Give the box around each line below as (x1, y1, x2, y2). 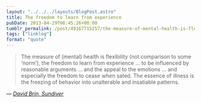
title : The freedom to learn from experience (6, 14, 121, 20)
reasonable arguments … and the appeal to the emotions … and (20, 66, 178, 72)
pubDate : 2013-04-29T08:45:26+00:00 (6, 20, 98, 26)
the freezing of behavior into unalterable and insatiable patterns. (20, 78, 179, 86)
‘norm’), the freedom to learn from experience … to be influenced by (20, 59, 190, 66)
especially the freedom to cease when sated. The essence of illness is (20, 72, 194, 79)
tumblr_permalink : (6, 25, 52, 32)
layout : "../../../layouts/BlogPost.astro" (6, 8, 117, 15)
